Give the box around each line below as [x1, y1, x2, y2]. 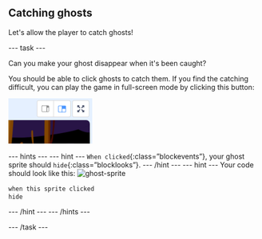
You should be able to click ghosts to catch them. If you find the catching [8, 73, 249, 83]
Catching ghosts [8, 6, 93, 20]
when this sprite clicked [8, 185, 94, 193]
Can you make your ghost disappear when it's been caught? [8, 58, 207, 68]
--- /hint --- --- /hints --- [8, 206, 90, 216]
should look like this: [8, 168, 76, 178]
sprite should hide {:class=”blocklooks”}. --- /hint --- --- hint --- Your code [8, 159, 254, 170]
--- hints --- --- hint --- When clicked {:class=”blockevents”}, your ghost [8, 151, 245, 161]
